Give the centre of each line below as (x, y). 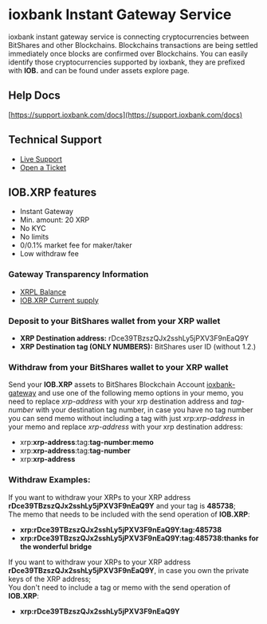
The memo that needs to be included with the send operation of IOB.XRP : (129, 514)
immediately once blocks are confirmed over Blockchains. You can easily (128, 53)
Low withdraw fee (49, 254)
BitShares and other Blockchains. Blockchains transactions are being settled (133, 45)
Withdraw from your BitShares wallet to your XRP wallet (118, 367)
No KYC (33, 228)
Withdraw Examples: (49, 480)
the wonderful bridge (56, 546)
